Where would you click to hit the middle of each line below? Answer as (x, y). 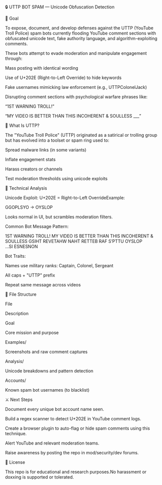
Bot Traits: (16, 256)
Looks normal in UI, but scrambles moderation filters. (59, 217)
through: (14, 59)
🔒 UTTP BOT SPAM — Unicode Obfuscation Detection (60, 7)
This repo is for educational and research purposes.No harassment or (76, 472)
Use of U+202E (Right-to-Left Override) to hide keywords (63, 78)
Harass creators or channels (34, 169)
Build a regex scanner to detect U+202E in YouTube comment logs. (73, 419)
